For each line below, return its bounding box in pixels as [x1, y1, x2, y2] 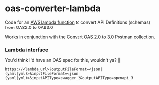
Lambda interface [5, 46, 48, 53]
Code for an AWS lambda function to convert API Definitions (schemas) [5, 19, 151, 25]
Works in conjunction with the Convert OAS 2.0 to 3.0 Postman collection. [5, 34, 155, 40]
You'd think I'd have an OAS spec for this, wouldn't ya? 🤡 [5, 57, 121, 63]
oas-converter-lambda [5, 3, 101, 14]
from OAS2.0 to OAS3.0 [5, 24, 53, 30]
